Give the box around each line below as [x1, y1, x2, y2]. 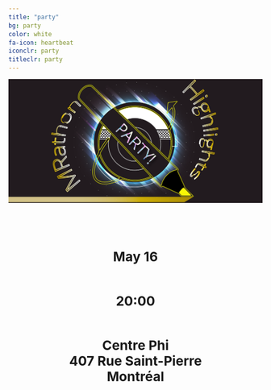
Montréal [106, 367, 165, 384]
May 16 [112, 248, 159, 265]
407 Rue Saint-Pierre [69, 352, 202, 369]
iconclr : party [8, 47, 60, 56]
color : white [8, 30, 52, 38]
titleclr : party [8, 56, 63, 64]
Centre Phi [102, 337, 169, 354]
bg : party [8, 21, 42, 30]
